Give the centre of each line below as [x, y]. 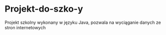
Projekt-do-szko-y [44, 9]
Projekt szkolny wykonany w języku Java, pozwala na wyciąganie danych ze [83, 22]
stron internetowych [25, 27]
